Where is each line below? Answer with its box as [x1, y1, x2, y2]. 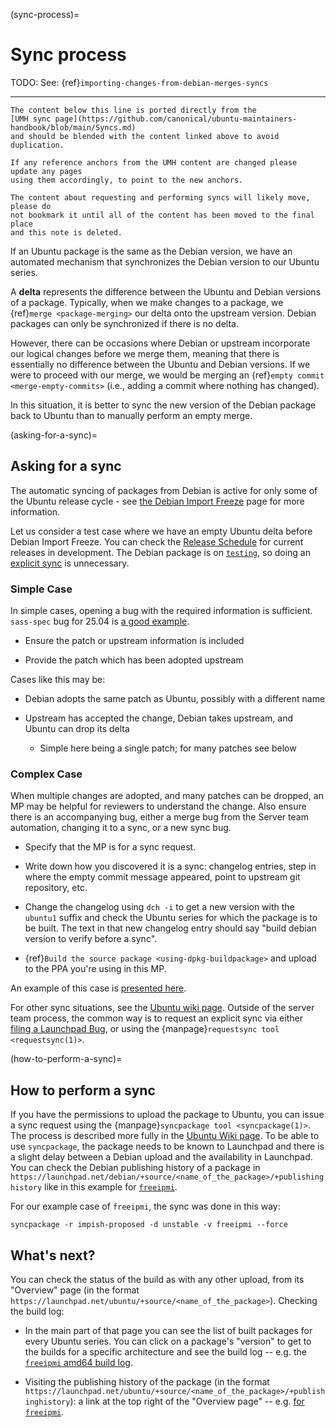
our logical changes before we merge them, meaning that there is [10, 347, 280, 359]
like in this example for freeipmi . [44, 1181, 178, 1193]
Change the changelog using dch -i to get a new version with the [24, 901, 295, 913]
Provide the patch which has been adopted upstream [24, 654, 244, 666]
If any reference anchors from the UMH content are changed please [10, 157, 298, 168]
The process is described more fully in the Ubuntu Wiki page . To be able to [10, 1130, 320, 1142]
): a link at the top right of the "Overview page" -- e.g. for [69, 1395, 305, 1407]
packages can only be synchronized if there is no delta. [10, 317, 239, 329]
